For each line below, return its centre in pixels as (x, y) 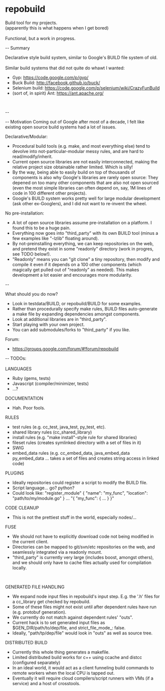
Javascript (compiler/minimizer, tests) (50, 383)
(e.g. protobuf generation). (39, 612)
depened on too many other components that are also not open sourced (85, 183)
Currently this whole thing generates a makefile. (61, 652)
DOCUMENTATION (24, 398)
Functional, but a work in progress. (40, 38)
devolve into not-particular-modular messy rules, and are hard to (78, 151)
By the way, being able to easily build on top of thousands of (74, 172)
